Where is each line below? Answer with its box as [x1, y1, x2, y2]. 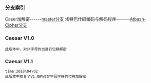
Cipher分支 [5, 22, 27, 28]
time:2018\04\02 [5, 69, 38, 74]
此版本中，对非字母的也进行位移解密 [5, 47, 67, 51]
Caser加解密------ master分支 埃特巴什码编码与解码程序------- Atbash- [5, 16, 146, 22]
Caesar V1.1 [5, 58, 33, 65]
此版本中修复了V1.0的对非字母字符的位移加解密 [5, 74, 87, 79]
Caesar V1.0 [5, 35, 35, 42]
